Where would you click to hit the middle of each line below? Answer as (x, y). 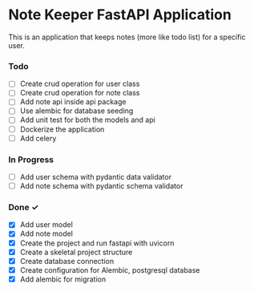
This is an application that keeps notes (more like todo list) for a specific (127, 37)
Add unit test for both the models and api (88, 120)
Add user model (46, 225)
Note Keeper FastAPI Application (120, 15)
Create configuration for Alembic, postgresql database (110, 270)
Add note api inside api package (73, 102)
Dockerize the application (62, 129)
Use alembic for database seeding (77, 111)
